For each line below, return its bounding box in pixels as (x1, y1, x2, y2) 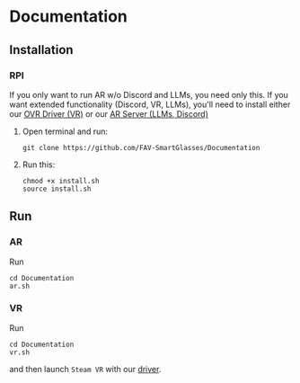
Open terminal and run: (22, 126, 109, 137)
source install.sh (22, 184, 92, 193)
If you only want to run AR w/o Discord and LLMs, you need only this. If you (9, 89, 289, 100)
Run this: (22, 159, 56, 170)
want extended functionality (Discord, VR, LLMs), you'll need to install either (9, 99, 291, 110)
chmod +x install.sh (22, 176, 100, 185)
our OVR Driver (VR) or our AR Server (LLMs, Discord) (9, 108, 209, 119)
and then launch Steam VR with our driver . (9, 363, 162, 374)
